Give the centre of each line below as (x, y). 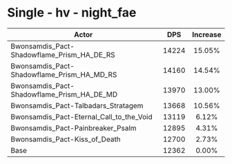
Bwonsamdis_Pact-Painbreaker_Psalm (74, 127)
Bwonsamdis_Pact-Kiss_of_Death (66, 139)
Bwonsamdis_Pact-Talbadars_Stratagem (77, 105)
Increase (207, 34)
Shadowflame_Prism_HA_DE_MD (64, 94)
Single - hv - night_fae (72, 13)
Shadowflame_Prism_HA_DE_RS (63, 54)
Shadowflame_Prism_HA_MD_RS (64, 74)
